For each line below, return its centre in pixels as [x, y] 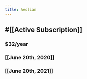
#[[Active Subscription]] [44, 30]
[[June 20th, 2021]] [29, 71]
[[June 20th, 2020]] [30, 57]
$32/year [17, 44]
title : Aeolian [21, 10]
